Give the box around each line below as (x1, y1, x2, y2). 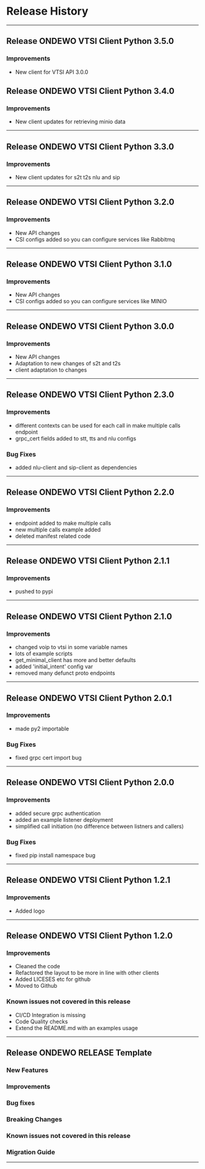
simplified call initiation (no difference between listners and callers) (15, 822, 184, 830)
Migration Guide (6, 1148, 56, 1156)
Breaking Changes (6, 1115, 63, 1123)
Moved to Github (15, 982, 58, 990)
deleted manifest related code (15, 532, 91, 539)
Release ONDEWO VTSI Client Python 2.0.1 (6, 692, 172, 703)
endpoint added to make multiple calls (15, 519, 112, 527)
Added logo (15, 907, 45, 915)
